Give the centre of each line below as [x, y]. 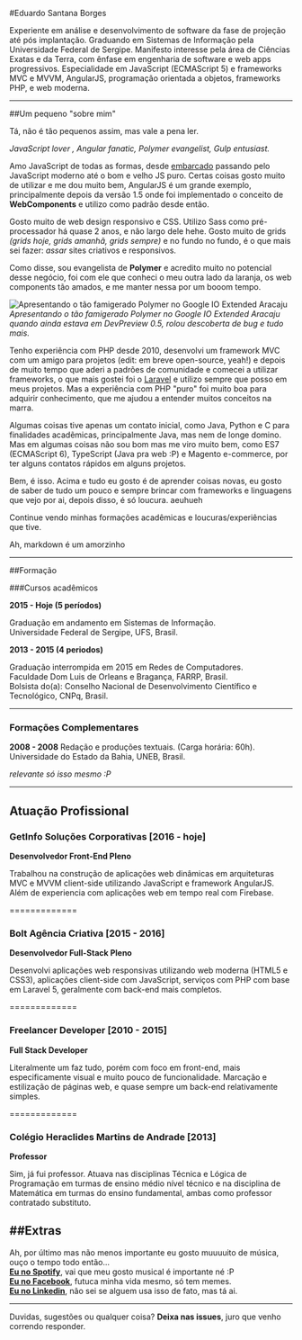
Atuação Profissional [69, 810]
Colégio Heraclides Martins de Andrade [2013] [113, 1137]
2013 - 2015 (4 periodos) [56, 650]
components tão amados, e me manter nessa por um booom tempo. [135, 287]
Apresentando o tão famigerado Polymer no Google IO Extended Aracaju [145, 314]
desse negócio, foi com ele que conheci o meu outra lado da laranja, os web [151, 277]
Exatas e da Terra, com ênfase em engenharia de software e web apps [140, 59]
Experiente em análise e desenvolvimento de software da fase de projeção [147, 30]
